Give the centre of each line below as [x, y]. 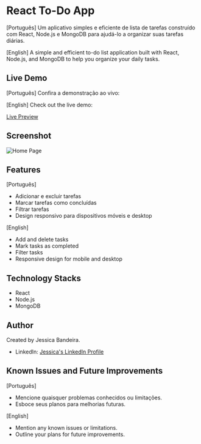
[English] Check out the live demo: [50, 105]
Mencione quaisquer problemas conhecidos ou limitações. [89, 398]
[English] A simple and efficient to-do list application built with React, [93, 52]
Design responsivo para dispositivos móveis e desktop [83, 216]
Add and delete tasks [42, 240]
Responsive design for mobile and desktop [69, 259]
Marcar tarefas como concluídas [56, 203]
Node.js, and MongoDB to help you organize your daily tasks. [83, 59]
